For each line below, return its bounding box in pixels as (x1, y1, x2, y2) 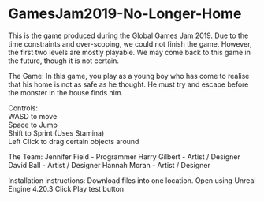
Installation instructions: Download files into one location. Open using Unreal (8, 175, 256, 185)
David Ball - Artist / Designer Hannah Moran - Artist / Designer (8, 160, 210, 169)
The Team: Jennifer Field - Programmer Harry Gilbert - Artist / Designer (8, 151, 240, 162)
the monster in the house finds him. (8, 87, 124, 97)
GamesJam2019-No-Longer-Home (8, 5, 242, 23)
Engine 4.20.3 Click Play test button (8, 184, 125, 193)
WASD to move (8, 111, 58, 121)
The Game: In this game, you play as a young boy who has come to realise (8, 71, 250, 80)
